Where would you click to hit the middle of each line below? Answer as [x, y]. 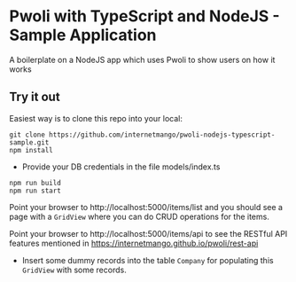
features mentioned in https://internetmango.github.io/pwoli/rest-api [134, 243]
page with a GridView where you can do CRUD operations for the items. [140, 216]
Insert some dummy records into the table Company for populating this [148, 260]
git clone [27, 135]
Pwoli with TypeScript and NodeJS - [145, 16]
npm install [31, 150]
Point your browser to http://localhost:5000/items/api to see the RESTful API [148, 233]
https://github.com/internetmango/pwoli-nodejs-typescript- [162, 135]
